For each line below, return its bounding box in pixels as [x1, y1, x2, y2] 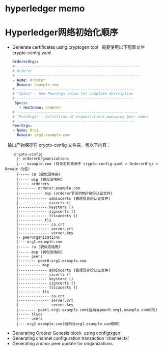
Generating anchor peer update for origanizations [12, 341, 113, 346]
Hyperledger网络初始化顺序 [5, 27, 118, 38]
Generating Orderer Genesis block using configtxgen [12, 330, 121, 336]
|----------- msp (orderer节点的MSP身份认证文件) [16, 191, 113, 196]
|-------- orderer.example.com [16, 186, 80, 191]
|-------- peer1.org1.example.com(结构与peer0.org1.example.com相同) [16, 308, 158, 313]
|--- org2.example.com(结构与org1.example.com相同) [16, 321, 120, 326]
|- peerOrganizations [16, 235, 60, 240]
